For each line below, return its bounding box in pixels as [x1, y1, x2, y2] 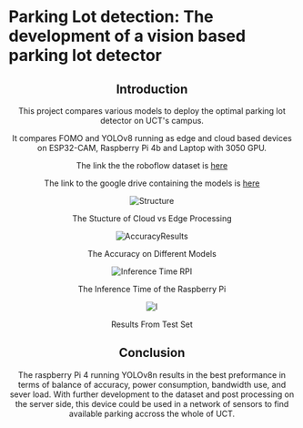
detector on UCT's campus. [100, 116, 204, 126]
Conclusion [118, 345, 186, 361]
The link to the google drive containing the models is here [44, 178, 260, 189]
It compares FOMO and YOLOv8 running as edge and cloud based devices [12, 133, 292, 143]
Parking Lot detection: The [8, 6, 215, 27]
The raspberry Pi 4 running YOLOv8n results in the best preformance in [17, 369, 287, 380]
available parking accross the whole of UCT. [68, 408, 236, 419]
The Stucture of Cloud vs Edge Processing [72, 213, 232, 224]
